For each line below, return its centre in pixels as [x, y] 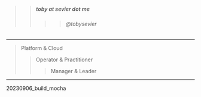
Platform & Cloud [42, 48]
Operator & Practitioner [64, 60]
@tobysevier [81, 24]
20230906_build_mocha [36, 88]
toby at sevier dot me [63, 9]
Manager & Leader [74, 71]
